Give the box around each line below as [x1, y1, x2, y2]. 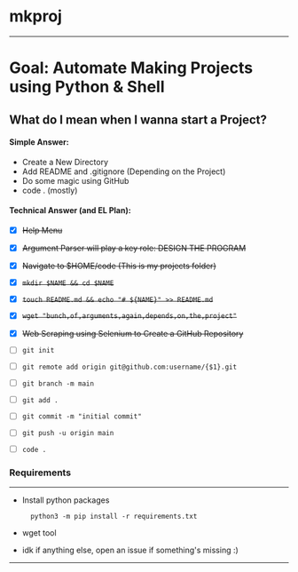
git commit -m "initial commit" [21, 412, 142, 421]
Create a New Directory [21, 156, 109, 167]
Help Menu [21, 225, 63, 235]
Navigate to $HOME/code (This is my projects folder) [21, 260, 216, 272]
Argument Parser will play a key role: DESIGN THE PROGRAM [21, 242, 247, 253]
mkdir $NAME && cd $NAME [21, 278, 114, 288]
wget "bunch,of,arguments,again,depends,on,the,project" [21, 312, 238, 321]
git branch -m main [21, 379, 95, 388]
